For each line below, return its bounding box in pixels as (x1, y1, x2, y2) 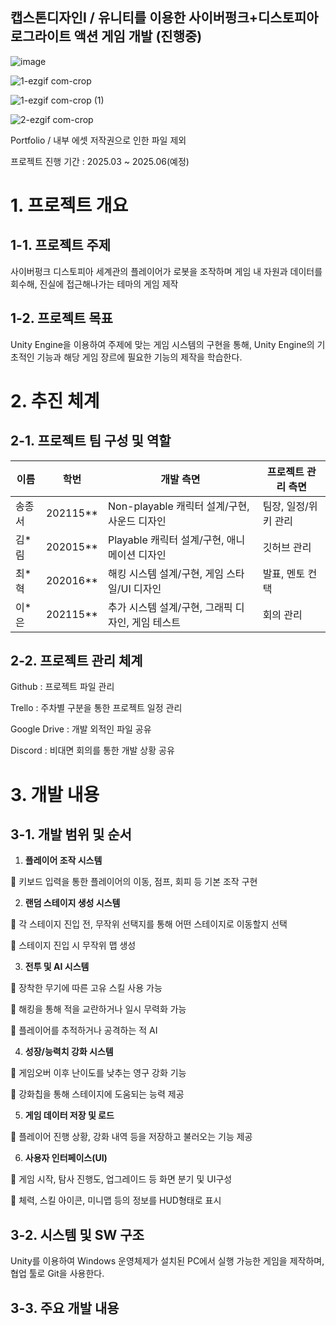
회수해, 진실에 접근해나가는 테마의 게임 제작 (10, 278, 179, 290)
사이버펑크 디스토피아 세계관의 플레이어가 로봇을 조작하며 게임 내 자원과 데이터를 (10, 265, 323, 277)
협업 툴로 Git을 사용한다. (10, 1268, 105, 1280)
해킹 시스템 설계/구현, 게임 (107, 566, 224, 580)
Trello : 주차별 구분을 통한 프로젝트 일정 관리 (10, 702, 183, 714)
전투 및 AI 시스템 (24, 961, 90, 973)
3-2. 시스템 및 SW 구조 (10, 1226, 145, 1243)
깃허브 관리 (262, 540, 312, 554)
